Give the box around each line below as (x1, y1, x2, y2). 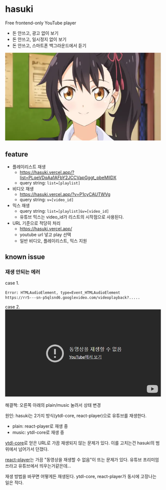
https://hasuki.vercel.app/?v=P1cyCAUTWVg (19, 191, 111, 197)
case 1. (5, 280, 20, 286)
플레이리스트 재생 (12, 164, 46, 170)
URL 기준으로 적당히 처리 (12, 220, 61, 226)
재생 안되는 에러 (5, 268, 41, 275)
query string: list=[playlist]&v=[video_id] (19, 208, 109, 214)
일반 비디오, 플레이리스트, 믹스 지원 (19, 238, 87, 244)
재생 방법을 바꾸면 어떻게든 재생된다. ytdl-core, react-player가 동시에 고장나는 (5, 473, 157, 479)
